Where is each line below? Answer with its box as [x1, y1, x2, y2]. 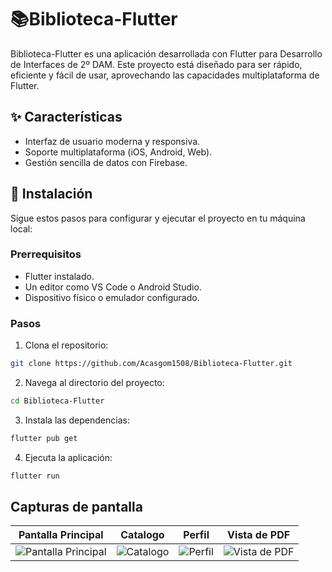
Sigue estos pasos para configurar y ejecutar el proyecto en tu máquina [10, 212, 306, 224]
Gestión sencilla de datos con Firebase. [24, 156, 188, 168]
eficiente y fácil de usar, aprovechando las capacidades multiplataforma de [10, 69, 320, 81]
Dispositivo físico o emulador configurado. [24, 291, 200, 303]
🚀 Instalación [10, 186, 93, 203]
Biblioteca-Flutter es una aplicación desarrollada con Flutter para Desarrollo [10, 47, 323, 60]
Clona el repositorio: [24, 339, 109, 351]
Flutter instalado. [24, 270, 95, 282]
